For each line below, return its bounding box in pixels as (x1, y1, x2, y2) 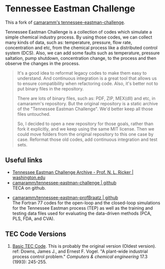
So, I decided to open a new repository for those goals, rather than (17, 121, 154, 127)
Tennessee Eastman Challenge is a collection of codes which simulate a (5, 29, 152, 35)
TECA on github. (12, 185, 46, 191)
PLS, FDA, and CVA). (12, 216, 55, 222)
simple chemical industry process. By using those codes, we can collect (5, 34, 153, 40)
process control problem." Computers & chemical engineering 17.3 (12, 253, 148, 260)
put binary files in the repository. (17, 86, 84, 91)
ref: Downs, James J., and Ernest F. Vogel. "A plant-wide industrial (12, 248, 148, 254)
